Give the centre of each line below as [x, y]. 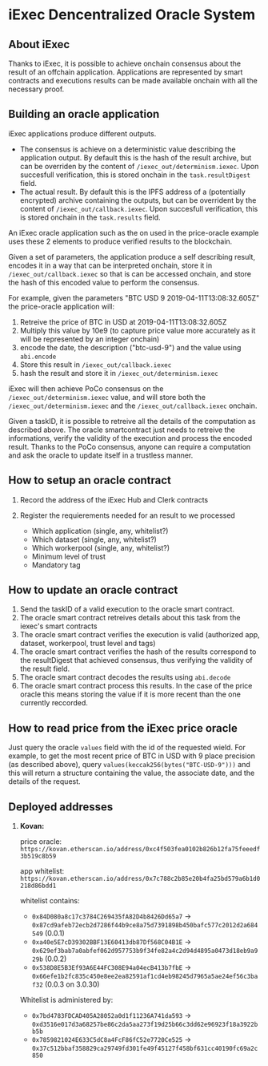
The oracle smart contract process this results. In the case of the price [136, 686]
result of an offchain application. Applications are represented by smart [126, 72]
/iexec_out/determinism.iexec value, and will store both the [107, 397]
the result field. [45, 669]
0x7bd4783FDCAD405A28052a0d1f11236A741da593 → [112, 1016]
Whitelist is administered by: [66, 1000]
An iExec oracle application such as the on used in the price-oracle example [134, 232]
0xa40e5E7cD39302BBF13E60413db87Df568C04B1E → [112, 942]
